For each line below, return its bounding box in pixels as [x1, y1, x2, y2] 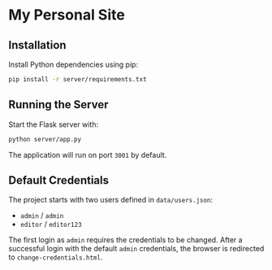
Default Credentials [8, 173, 110, 187]
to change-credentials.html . [8, 252, 103, 262]
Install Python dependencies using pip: [8, 59, 139, 69]
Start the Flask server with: [8, 120, 99, 129]
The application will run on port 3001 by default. [8, 150, 167, 159]
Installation [8, 38, 67, 52]
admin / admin [19, 211, 64, 220]
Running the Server [8, 98, 109, 111]
